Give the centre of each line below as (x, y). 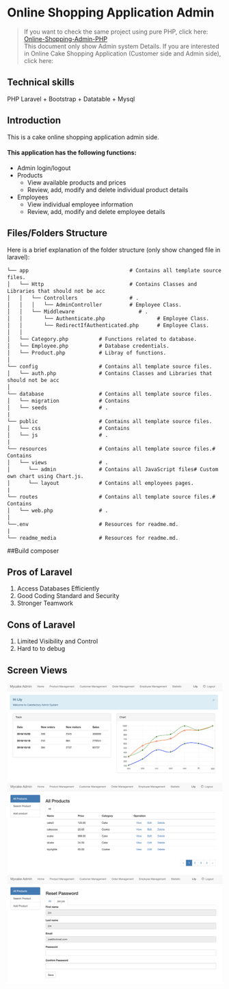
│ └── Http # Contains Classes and (102, 284)
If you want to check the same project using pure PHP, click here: (116, 32)
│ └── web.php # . (58, 510)
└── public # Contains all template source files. (110, 421)
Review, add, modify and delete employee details (96, 211)
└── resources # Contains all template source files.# (111, 449)
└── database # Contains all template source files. (110, 394)
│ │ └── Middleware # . (78, 311)
